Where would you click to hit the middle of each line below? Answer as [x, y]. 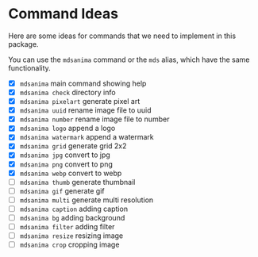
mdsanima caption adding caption [74, 209]
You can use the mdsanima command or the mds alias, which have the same [129, 59]
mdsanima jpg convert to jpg [65, 155]
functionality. [30, 67]
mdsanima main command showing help [83, 83]
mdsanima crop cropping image [69, 245]
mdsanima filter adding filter [67, 226]
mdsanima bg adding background [72, 217]
